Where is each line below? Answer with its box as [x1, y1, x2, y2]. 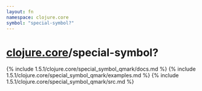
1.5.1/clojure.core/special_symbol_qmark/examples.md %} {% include [6, 72, 179, 79]
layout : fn [6, 8, 34, 15]
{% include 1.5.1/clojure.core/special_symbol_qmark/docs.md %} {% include [6, 65, 196, 72]
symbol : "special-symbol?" [6, 20, 74, 26]
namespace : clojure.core [6, 14, 69, 20]
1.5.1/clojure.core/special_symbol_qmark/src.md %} [6, 78, 134, 86]
